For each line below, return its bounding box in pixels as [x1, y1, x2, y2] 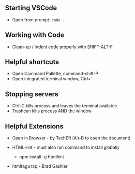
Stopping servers [5, 90, 59, 98]
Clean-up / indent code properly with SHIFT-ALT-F [12, 44, 113, 50]
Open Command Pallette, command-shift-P [12, 70, 98, 77]
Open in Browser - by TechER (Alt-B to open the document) [12, 135, 131, 141]
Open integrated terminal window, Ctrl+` [12, 76, 92, 82]
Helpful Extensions [5, 122, 64, 130]
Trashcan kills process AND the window [12, 108, 92, 114]
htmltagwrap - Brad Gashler [12, 163, 68, 169]
